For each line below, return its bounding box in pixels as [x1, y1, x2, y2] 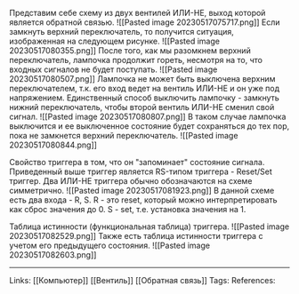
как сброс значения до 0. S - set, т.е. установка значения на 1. [9, 204, 246, 214]
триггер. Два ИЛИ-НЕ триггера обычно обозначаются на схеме [9, 176, 253, 186]
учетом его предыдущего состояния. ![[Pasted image [9, 240, 211, 250]
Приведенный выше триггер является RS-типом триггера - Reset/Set [9, 166, 273, 177]
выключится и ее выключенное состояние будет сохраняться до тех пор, [9, 121, 290, 131]
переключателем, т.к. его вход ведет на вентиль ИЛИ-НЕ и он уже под [9, 83, 280, 93]
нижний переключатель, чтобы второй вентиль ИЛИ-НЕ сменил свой [9, 102, 275, 112]
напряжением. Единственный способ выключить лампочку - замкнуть [9, 92, 280, 103]
